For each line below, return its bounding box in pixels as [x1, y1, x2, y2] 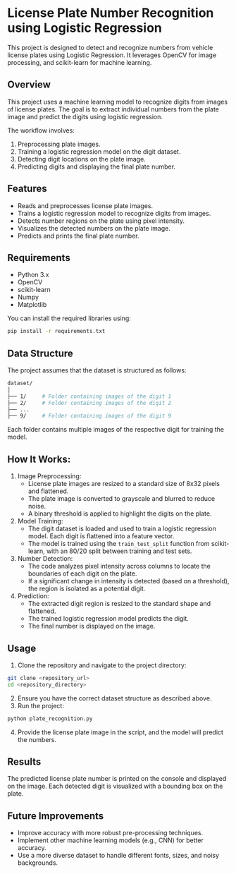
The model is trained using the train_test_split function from [27, 540, 210, 548]
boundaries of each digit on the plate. [27, 569, 137, 578]
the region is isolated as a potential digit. [27, 584, 146, 593]
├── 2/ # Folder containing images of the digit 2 [7, 399, 172, 406]
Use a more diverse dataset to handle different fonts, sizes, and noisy [17, 851, 220, 860]
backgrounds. [17, 858, 58, 867]
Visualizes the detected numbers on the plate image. [17, 224, 170, 232]
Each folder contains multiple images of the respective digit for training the [7, 425, 224, 434]
